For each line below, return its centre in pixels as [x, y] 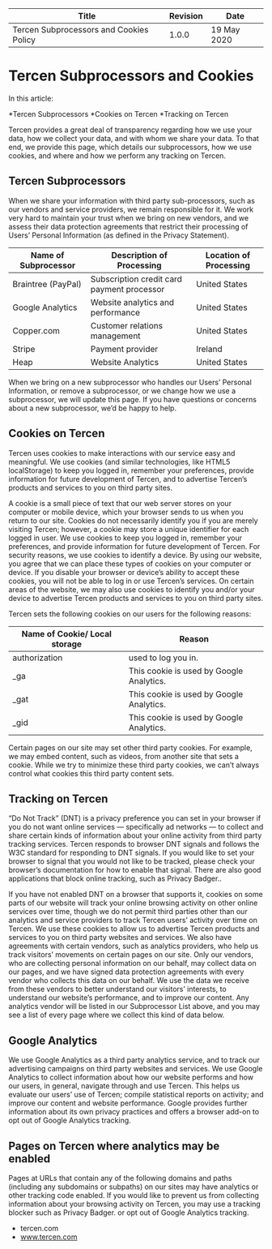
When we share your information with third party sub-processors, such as [132, 200]
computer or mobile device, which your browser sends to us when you [126, 512]
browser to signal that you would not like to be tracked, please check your [132, 861]
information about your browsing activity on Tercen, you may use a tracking [134, 1204]
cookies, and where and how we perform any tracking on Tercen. [117, 155]
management [115, 336]
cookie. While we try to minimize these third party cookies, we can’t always [134, 765]
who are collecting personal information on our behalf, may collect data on [132, 964]
